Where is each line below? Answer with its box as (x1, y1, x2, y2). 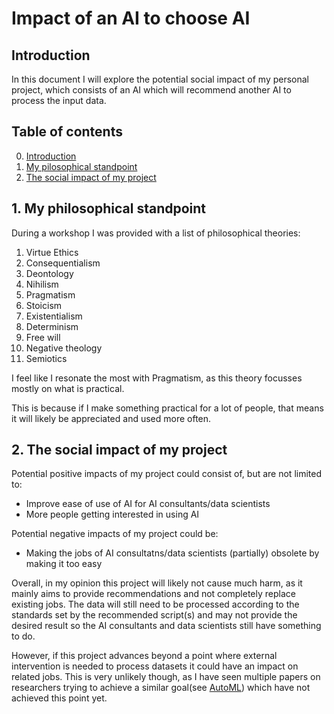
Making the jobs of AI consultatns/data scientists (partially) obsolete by (25, 547, 320, 559)
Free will (25, 331, 61, 343)
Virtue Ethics (25, 246, 79, 258)
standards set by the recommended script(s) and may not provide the (11, 609, 298, 621)
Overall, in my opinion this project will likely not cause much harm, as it (11, 577, 303, 589)
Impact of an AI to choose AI (11, 7, 251, 30)
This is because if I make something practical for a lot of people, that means (11, 402, 324, 414)
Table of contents (11, 123, 123, 141)
